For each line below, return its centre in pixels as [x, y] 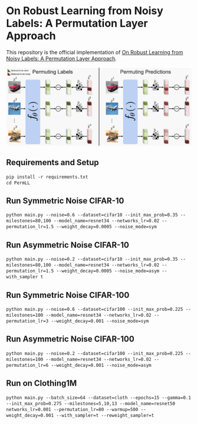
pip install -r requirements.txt [47, 177]
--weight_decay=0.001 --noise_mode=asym [101, 365]
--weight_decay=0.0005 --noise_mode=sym [107, 227]
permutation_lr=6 [27, 365]
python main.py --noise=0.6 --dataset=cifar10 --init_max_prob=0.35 [92, 215]
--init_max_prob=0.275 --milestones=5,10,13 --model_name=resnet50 [91, 403]
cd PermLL [18, 183]
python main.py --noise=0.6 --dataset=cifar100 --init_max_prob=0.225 [95, 309]
